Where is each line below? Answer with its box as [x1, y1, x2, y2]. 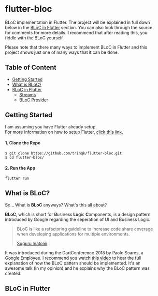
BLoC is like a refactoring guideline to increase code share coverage [16, 226, 153, 232]
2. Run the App [5, 165, 35, 171]
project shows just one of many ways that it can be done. [5, 49, 119, 55]
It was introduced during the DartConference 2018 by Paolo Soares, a [5, 249, 144, 255]
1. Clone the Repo [5, 140, 41, 146]
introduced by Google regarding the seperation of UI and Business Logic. [5, 217, 151, 222]
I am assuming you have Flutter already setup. [5, 124, 97, 129]
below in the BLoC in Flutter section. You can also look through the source [5, 24, 153, 30]
